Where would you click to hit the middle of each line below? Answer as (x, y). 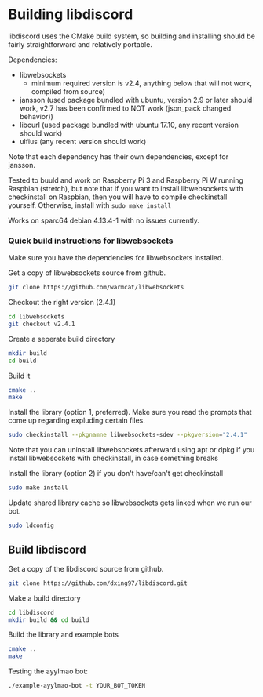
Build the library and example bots (64, 635)
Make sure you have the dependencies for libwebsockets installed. (116, 258)
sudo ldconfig (31, 526)
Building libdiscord (71, 15)
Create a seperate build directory (62, 339)
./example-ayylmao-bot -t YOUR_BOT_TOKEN (77, 686)
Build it (19, 376)
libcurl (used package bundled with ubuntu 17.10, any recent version (129, 125)
